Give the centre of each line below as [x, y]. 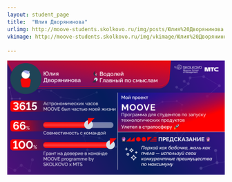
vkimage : [20, 37]
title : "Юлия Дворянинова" [48, 22]
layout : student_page [38, 15]
